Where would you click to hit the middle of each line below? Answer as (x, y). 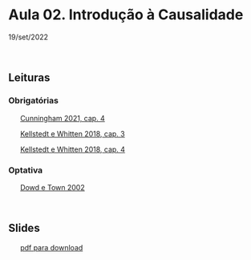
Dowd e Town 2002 (53, 187)
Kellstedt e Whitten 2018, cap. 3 (73, 133)
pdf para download (51, 247)
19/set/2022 (28, 37)
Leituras (29, 78)
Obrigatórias (33, 100)
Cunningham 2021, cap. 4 (63, 118)
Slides (24, 228)
